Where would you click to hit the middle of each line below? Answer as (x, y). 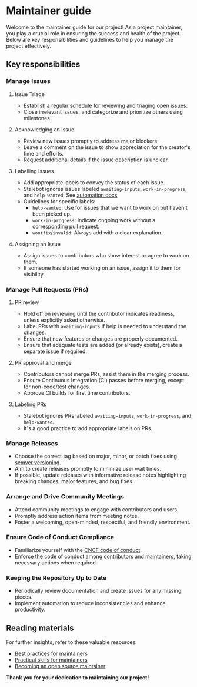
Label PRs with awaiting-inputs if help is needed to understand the (105, 326)
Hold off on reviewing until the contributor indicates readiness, (99, 313)
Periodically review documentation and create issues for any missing (98, 591)
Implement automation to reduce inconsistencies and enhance (90, 603)
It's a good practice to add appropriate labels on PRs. (88, 428)
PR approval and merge (43, 362)
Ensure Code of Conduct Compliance (60, 537)
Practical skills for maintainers (51, 660)
